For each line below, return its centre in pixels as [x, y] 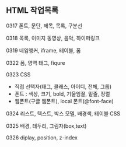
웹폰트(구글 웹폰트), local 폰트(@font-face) [64, 101]
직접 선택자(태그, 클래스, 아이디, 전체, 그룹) [63, 86]
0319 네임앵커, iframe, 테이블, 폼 [43, 50]
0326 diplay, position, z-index [42, 137]
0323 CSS [18, 74]
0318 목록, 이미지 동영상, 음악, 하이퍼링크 [53, 38]
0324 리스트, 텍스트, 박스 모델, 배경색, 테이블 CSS [63, 113]
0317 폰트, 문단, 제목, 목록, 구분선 [44, 26]
